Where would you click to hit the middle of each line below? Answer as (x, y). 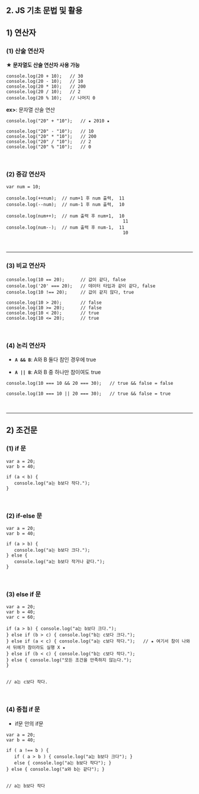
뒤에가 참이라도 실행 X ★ (39, 648)
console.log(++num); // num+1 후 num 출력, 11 (65, 198)
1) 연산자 (21, 32)
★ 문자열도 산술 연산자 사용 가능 (43, 65)
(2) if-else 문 (24, 516)
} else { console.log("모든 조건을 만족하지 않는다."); (69, 660)
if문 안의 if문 (29, 724)
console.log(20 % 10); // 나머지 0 (51, 98)
